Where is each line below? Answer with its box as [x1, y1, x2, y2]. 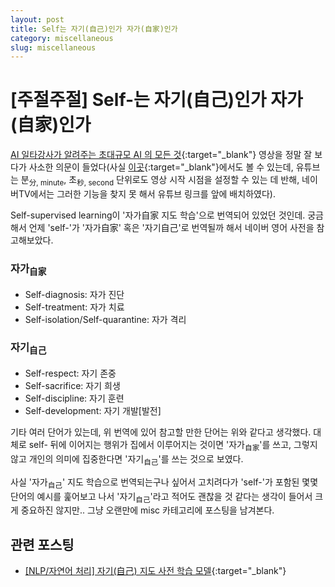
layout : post [10, 14, 65, 25]
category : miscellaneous [10, 33, 114, 43]
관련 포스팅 [10, 536, 75, 553]
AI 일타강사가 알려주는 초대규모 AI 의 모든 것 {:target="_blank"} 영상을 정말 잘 [10, 149, 313, 161]
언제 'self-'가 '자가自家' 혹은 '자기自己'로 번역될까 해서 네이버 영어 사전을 [28, 221, 315, 233]
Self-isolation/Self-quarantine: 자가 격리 [24, 313, 187, 325]
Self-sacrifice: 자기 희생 [24, 380, 121, 392]
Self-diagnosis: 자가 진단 [24, 288, 125, 300]
